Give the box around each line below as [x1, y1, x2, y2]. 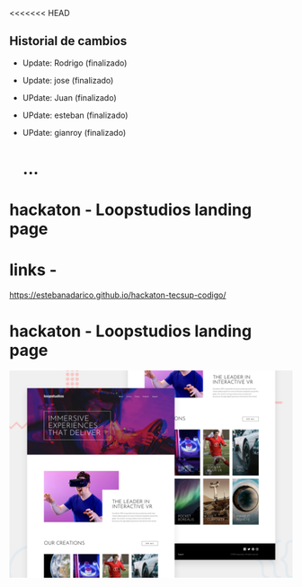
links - [9, 260, 58, 280]
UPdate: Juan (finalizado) [22, 92, 117, 102]
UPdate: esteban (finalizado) [22, 110, 129, 120]
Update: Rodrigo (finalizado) [22, 58, 128, 68]
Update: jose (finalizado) [22, 75, 114, 85]
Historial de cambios [9, 33, 128, 49]
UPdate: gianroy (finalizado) [22, 127, 127, 138]
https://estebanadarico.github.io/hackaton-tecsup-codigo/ [9, 289, 226, 300]
